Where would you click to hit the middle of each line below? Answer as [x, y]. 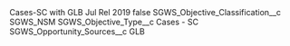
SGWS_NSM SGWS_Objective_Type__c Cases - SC [104, 22]
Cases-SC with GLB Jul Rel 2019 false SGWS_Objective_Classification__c [145, 12]
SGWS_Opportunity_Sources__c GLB [77, 32]
